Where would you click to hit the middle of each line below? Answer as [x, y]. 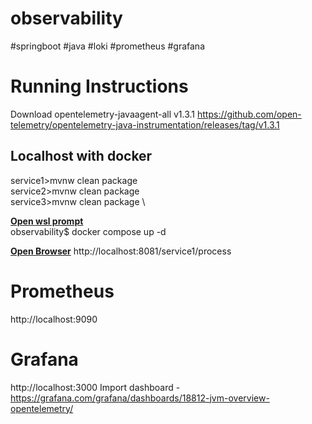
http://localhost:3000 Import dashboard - [95, 387]
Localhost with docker [81, 156]
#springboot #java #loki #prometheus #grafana [108, 46]
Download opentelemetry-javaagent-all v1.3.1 [103, 114]
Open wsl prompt [47, 221]
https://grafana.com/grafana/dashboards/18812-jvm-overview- [140, 398]
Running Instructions [99, 86]
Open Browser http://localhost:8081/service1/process [121, 251]
